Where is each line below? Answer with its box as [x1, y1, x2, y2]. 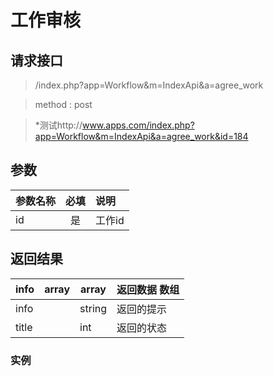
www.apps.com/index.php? [81, 119, 195, 131]
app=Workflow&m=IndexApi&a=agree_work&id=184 [34, 131, 249, 142]
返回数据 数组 [116, 282, 180, 296]
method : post [34, 99, 93, 110]
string [79, 301, 108, 315]
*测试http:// [34, 119, 83, 131]
